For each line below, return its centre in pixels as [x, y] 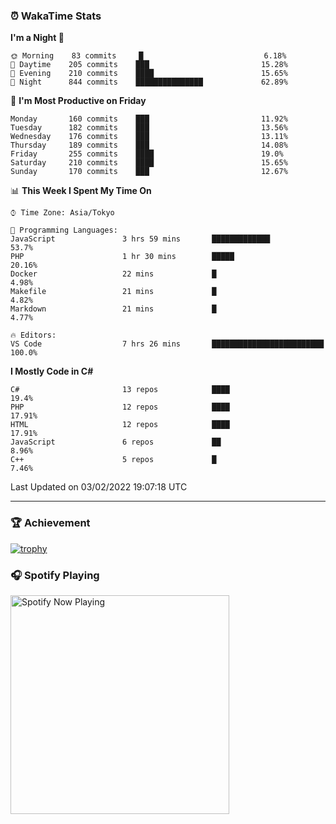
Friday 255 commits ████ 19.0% [147, 154]
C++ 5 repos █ [113, 460]
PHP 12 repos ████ [120, 407]
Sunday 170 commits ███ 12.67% [149, 172]
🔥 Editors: [33, 335]
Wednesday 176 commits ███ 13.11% [149, 137]
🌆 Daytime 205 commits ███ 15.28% [149, 65]
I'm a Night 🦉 [37, 38]
